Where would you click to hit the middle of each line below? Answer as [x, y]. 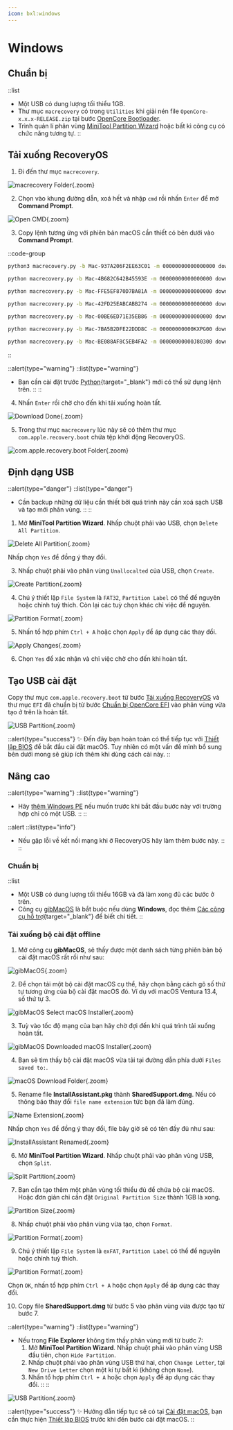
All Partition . [39, 530]
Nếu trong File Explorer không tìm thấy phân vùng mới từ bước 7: [110, 1340]
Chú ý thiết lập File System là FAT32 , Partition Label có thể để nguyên [119, 598]
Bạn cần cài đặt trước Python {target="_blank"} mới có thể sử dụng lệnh [120, 382]
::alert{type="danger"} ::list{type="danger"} [71, 489]
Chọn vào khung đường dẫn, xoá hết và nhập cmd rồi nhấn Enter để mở [118, 199]
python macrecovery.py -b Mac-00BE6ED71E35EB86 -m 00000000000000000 [110, 317]
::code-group [27, 253]
